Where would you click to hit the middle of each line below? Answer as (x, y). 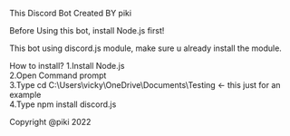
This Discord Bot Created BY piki (71, 13)
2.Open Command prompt (58, 75)
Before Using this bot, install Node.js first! (87, 30)
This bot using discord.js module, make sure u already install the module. (146, 48)
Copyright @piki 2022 (50, 122)
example (25, 95)
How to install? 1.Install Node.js (67, 66)
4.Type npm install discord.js (63, 104)
